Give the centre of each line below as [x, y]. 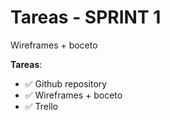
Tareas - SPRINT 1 [86, 17]
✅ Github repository [66, 83]
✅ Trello [41, 106]
